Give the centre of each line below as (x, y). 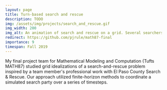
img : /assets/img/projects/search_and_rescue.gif (58, 24)
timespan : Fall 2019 (27, 47)
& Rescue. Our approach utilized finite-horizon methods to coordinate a (78, 77)
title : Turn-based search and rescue (44, 14)
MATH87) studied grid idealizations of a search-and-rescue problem (75, 66)
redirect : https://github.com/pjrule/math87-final (59, 38)
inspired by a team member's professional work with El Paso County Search (83, 71)
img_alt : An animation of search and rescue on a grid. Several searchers (84, 33)
